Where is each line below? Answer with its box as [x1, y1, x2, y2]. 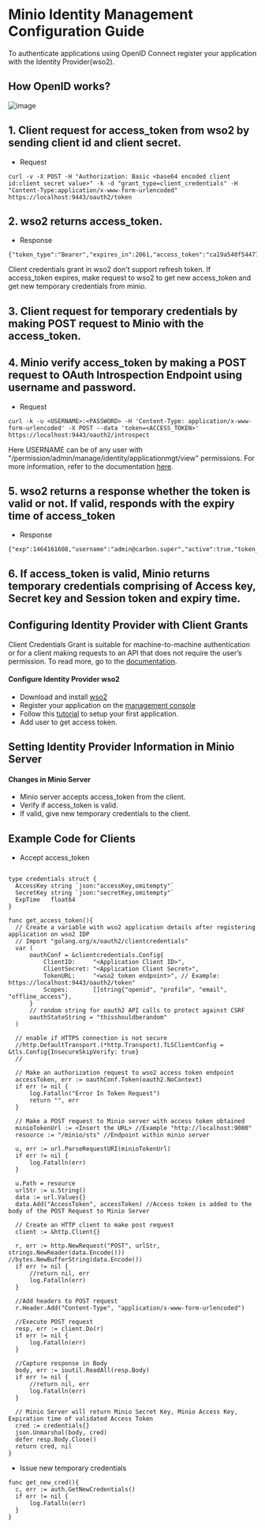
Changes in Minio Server [8, 774, 91, 784]
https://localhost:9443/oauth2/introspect [8, 431, 150, 439]
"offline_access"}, [8, 993, 73, 1001]
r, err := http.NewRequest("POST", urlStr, [15, 1242, 160, 1250]
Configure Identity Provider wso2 [8, 675, 120, 684]
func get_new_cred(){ [8, 1479, 80, 1487]
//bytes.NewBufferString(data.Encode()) [8, 1256, 144, 1264]
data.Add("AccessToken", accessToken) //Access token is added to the [15, 1201, 252, 1208]
